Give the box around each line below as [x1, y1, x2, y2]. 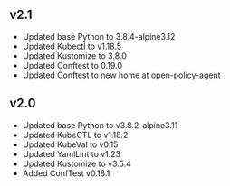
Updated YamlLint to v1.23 [22, 148, 121, 159]
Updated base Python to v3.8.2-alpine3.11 [22, 119, 178, 130]
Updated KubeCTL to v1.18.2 [22, 129, 129, 140]
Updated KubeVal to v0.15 [22, 139, 119, 150]
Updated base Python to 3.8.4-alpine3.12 [22, 31, 176, 42]
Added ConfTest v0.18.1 [22, 167, 110, 179]
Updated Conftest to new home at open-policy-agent [22, 70, 221, 80]
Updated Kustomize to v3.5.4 [22, 158, 131, 169]
